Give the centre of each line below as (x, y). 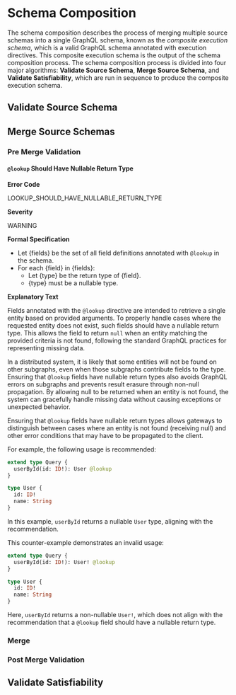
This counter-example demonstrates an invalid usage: (85, 542)
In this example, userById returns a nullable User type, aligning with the (110, 521)
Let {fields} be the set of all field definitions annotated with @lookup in (118, 253)
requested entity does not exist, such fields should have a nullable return (113, 325)
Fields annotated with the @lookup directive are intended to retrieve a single (117, 310)
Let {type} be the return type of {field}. (84, 275)
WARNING (22, 225)
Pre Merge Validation (44, 151)
